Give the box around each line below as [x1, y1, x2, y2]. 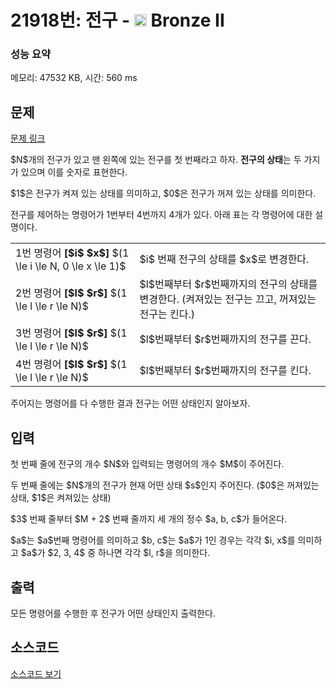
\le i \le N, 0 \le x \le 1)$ [15, 259, 127, 273]
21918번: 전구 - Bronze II [10, 9, 225, 32]
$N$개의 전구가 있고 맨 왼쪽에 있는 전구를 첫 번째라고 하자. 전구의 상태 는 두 [10, 154, 302, 166]
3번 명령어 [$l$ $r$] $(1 [15, 326, 128, 340]
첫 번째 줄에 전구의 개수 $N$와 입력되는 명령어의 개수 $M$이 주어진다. [10, 458, 285, 470]
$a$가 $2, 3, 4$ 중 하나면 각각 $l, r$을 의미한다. [20, 547, 211, 559]
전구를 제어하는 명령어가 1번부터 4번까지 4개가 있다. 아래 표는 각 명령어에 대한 [10, 209, 313, 221]
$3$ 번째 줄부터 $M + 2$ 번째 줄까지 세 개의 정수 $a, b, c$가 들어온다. [10, 513, 288, 525]
